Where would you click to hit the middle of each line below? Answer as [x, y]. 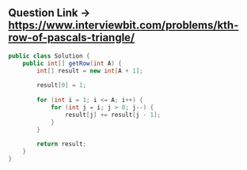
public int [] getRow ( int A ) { [72, 63]
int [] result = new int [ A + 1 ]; [90, 70]
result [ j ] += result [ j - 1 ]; [112, 115]
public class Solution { [49, 56]
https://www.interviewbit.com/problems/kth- [123, 26]
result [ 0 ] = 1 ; [62, 85]
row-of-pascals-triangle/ [72, 38]
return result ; [62, 144]
